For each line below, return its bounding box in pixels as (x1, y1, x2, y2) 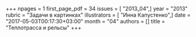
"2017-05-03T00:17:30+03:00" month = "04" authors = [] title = (5, 18, 166, 24)
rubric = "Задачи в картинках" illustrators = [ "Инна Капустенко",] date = (5, 11, 191, 18)
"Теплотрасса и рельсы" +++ (5, 24, 82, 31)
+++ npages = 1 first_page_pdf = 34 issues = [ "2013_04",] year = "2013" (5, 5, 188, 12)
